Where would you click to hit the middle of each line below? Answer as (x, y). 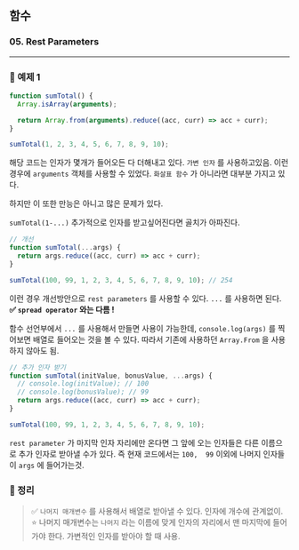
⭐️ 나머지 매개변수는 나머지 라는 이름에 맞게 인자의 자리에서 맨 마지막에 (151, 522)
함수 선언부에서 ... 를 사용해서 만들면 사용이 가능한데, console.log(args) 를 (142, 328)
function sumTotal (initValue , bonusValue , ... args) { (111, 376)
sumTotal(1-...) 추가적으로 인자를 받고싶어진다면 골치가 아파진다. (125, 223)
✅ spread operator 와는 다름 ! (62, 309)
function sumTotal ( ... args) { (65, 248)
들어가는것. (65, 465)
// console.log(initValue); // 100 (83, 384)
